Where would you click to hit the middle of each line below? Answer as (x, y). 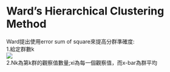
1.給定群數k (20, 49)
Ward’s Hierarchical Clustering (85, 11)
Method (26, 24)
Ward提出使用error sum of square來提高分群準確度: (70, 41)
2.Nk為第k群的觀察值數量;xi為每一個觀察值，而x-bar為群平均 (82, 62)
